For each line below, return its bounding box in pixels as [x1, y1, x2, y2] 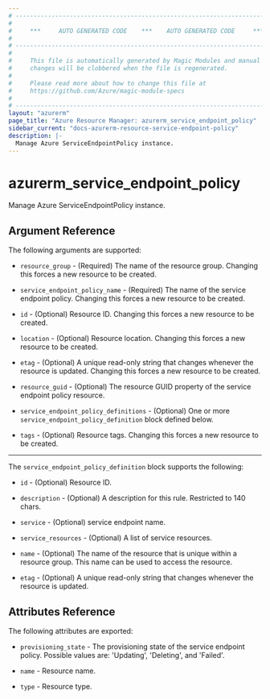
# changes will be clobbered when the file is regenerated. [8, 64, 228, 73]
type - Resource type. [19, 682, 92, 692]
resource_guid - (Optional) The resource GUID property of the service [19, 382, 252, 392]
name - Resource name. [19, 666, 96, 676]
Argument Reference [8, 223, 116, 238]
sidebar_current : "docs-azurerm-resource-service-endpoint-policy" [8, 124, 239, 132]
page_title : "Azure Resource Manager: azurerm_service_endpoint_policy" [8, 117, 257, 125]
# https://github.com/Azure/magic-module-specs [8, 86, 185, 95]
